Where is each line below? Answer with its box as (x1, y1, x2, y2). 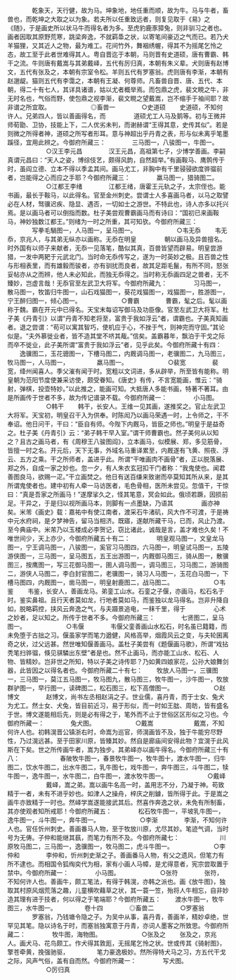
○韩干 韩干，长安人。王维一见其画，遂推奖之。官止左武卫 (45, 402, 226, 410)
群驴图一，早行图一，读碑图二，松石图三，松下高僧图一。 (7, 684, 173, 692)
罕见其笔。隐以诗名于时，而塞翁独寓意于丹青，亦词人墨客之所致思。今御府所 (7, 922, 229, 929)
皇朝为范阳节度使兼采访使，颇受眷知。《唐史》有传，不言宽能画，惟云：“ (7, 376, 216, 384)
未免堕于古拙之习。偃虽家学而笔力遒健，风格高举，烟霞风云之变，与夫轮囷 (7, 631, 223, 639)
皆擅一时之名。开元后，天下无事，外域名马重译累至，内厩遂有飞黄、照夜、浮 (7, 446, 229, 454)
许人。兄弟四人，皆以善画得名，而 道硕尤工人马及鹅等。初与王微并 (7, 112, 226, 120)
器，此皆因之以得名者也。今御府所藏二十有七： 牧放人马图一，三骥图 (7, 666, 218, 674)
